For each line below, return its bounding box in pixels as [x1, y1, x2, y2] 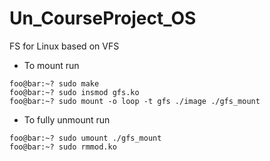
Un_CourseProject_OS [9, 7, 197, 30]
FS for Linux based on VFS [9, 40, 120, 52]
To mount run [23, 59, 80, 71]
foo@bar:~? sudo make [9, 78, 100, 89]
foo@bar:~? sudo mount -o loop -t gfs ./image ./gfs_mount [9, 96, 261, 106]
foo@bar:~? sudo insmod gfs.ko [9, 87, 140, 97]
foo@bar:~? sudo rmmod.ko [9, 142, 117, 152]
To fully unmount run [23, 113, 111, 126]
